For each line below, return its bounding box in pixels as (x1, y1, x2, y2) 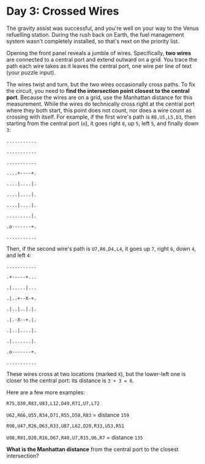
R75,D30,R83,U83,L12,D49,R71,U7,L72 (6, 400, 100, 407)
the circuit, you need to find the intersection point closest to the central (6, 87, 190, 94)
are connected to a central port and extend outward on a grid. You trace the (6, 56, 198, 63)
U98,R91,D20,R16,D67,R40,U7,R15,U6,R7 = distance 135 (6, 433, 143, 441)
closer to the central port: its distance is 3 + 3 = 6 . (6, 377, 135, 384)
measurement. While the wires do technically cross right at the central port (6, 100, 195, 108)
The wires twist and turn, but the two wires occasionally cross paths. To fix (6, 81, 196, 88)
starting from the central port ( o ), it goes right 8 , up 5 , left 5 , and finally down (6, 119, 199, 127)
